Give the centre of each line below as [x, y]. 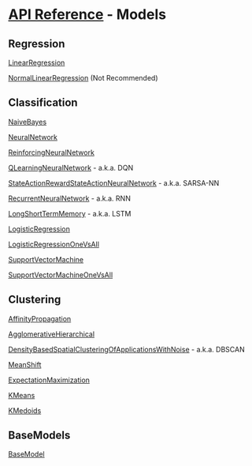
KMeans [22, 395]
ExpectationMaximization [49, 380]
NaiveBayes [28, 122]
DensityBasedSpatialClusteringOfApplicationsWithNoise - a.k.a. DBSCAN [127, 349]
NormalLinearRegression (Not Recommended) [83, 78]
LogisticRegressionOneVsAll [54, 244]
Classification [43, 103]
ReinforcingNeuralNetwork [51, 152]
